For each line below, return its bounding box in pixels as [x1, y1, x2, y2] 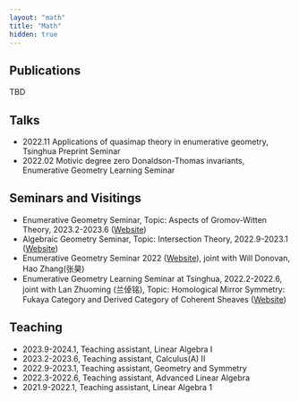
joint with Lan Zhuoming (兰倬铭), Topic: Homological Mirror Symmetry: [21, 284, 286, 294]
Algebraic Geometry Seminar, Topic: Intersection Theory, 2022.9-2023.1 [21, 234, 288, 244]
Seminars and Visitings [9, 191, 141, 206]
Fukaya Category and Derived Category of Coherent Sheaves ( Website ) [21, 294, 286, 304]
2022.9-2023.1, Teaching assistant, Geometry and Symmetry [21, 363, 248, 373]
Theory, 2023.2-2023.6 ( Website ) [21, 224, 147, 235]
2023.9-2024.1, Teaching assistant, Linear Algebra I [21, 344, 213, 354]
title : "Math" [9, 21, 63, 30]
